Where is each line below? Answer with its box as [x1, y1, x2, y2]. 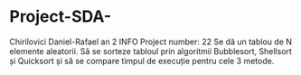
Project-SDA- [9, 6, 112, 27]
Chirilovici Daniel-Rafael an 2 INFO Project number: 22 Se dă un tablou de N [9, 36, 292, 47]
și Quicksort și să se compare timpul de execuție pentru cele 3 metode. [9, 55, 275, 66]
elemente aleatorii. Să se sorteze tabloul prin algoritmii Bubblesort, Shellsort [9, 45, 292, 56]
